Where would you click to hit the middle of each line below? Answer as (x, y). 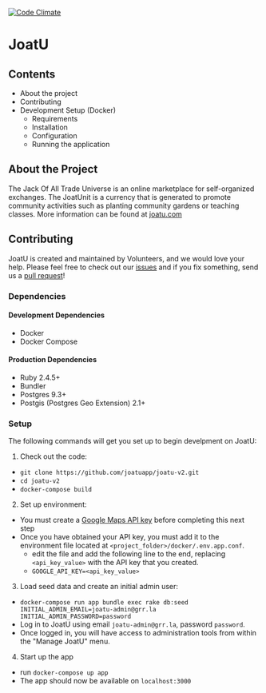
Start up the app (47, 657)
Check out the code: (54, 456)
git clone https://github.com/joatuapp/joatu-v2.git (109, 473)
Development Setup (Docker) (68, 110)
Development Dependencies (57, 315)
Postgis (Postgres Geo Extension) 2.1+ (83, 403)
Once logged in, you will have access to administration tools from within (138, 633)
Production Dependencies (53, 360)
